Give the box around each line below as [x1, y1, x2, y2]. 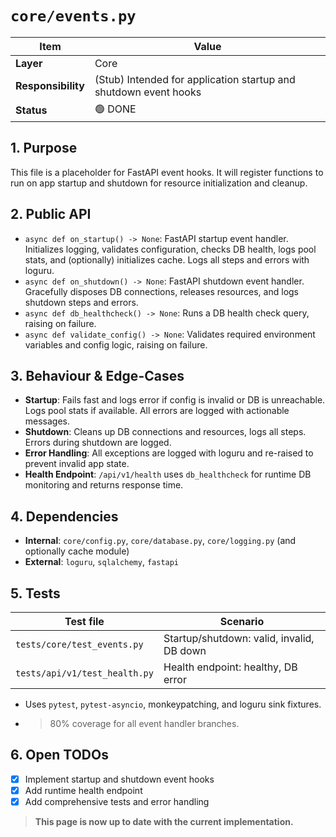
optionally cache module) [24, 545, 130, 557]
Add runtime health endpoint [24, 784, 143, 796]
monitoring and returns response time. [24, 479, 184, 491]
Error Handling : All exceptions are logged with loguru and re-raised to [24, 447, 314, 459]
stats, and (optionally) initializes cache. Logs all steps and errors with [24, 253, 310, 266]
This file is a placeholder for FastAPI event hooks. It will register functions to [10, 166, 324, 178]
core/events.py [10, 7, 137, 26]
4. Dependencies [10, 508, 119, 525]
